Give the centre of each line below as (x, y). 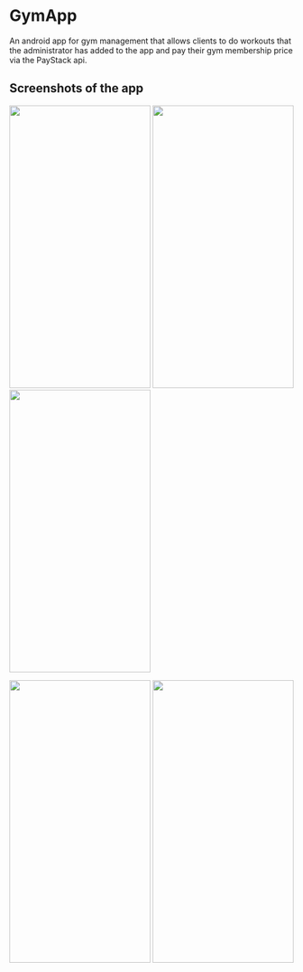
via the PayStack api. (48, 60)
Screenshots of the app (77, 88)
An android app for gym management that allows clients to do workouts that (150, 41)
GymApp (43, 16)
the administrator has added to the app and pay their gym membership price (151, 50)
